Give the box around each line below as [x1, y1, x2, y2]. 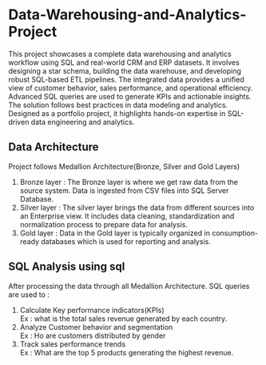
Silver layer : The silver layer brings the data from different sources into [19, 203, 255, 212]
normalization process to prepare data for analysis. [19, 219, 188, 229]
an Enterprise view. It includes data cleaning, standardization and [19, 211, 235, 221]
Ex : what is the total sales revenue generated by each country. [19, 314, 228, 323]
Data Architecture [8, 140, 99, 154]
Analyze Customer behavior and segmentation [19, 322, 173, 331]
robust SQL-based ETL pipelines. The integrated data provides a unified [8, 74, 245, 84]
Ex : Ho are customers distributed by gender [19, 331, 166, 340]
